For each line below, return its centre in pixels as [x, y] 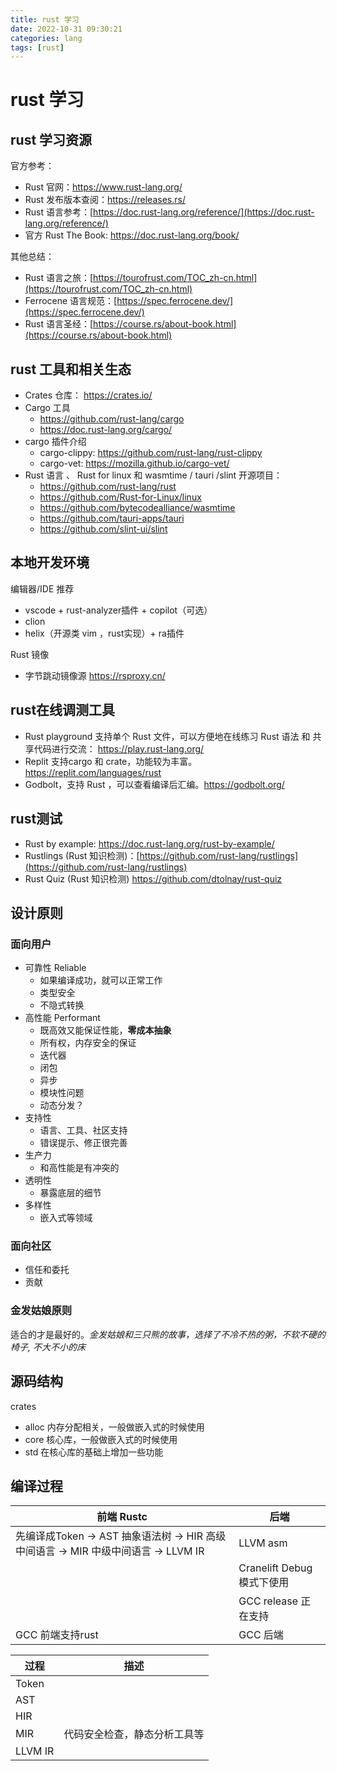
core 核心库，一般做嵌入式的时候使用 [101, 1439]
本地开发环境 [50, 562]
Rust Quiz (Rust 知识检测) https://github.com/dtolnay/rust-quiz [153, 878]
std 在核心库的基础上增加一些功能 [94, 1452]
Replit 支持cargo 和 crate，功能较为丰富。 [111, 761]
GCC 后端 [261, 1635]
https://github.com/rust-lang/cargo [112, 419]
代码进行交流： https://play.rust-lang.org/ [119, 748]
